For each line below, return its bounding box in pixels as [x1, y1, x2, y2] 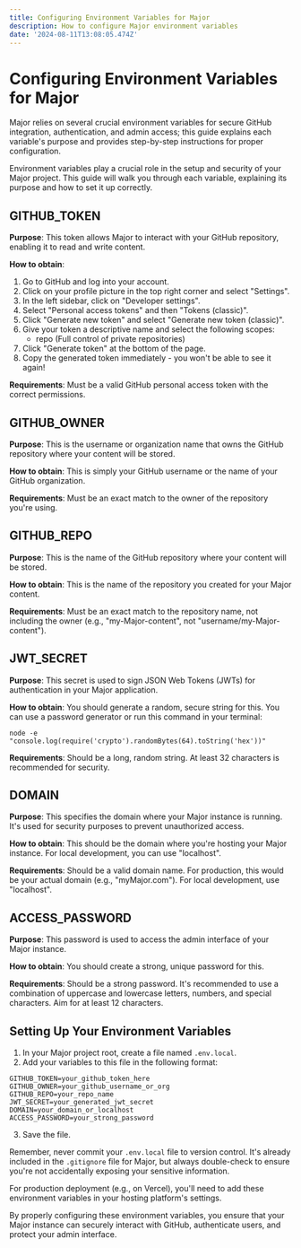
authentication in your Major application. [9, 684, 159, 695]
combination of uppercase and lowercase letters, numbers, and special [9, 988, 271, 999]
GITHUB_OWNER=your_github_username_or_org [9, 1082, 170, 1091]
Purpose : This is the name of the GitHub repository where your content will [9, 552, 287, 563]
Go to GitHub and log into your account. [21, 276, 170, 287]
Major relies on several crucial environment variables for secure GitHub [9, 118, 272, 128]
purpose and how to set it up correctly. [9, 182, 153, 193]
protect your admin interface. [9, 1229, 117, 1239]
